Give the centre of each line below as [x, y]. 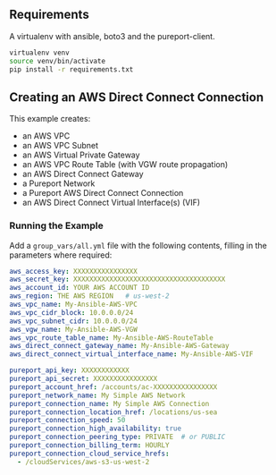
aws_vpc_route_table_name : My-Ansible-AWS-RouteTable [112, 338]
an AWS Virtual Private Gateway [81, 155]
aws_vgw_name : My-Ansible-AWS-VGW [74, 329]
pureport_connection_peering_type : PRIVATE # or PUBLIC [117, 437]
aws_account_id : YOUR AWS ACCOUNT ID [79, 288]
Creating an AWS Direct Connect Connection [137, 97]
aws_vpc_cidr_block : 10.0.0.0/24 [71, 312]
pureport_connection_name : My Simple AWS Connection [109, 403]
